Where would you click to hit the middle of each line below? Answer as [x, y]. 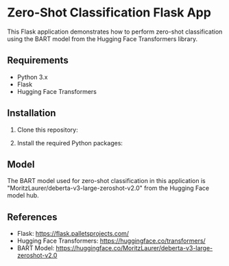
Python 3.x [32, 77]
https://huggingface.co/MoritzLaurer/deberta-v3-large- [134, 248]
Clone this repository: [47, 130]
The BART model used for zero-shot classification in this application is [106, 181]
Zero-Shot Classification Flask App [109, 13]
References [32, 217]
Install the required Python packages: [70, 143]
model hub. [23, 195]
